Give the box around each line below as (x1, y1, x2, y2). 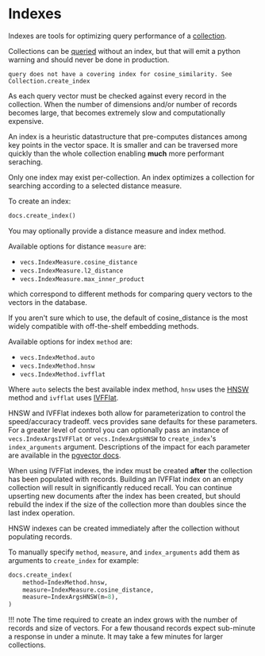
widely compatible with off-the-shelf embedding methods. (8, 321, 199, 330)
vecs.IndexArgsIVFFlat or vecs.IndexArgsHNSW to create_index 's (8, 434, 217, 443)
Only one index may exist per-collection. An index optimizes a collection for (8, 172, 255, 182)
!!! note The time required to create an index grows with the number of (8, 615, 238, 624)
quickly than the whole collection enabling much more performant (8, 149, 225, 158)
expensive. (8, 116, 44, 125)
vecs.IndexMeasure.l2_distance (19, 267, 124, 275)
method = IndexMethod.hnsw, (22, 578, 109, 586)
